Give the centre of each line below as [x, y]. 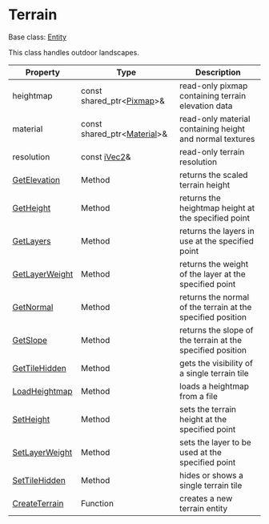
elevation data [206, 106]
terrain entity [204, 508]
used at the [201, 452]
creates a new [206, 498]
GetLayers [32, 240]
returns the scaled [214, 175]
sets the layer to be [216, 442]
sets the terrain [208, 409]
